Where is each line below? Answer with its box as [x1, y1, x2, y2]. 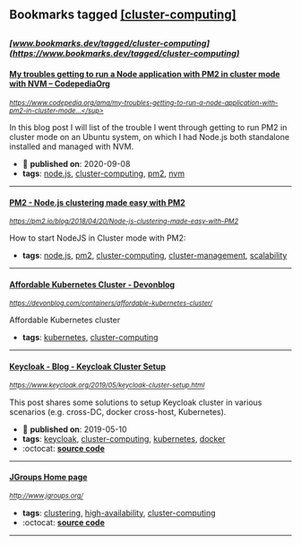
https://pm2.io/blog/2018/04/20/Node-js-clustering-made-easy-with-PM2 [9, 217, 239, 226]
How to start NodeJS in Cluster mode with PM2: [9, 233, 186, 243]
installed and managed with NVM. [9, 141, 134, 152]
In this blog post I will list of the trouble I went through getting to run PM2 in [9, 121, 288, 133]
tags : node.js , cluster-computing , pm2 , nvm [21, 168, 185, 179]
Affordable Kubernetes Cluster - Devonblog [9, 278, 176, 290]
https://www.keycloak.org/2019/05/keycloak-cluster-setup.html [9, 381, 205, 390]
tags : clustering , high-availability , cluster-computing [21, 507, 217, 518]
